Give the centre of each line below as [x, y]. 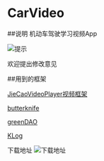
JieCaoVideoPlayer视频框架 [47, 94]
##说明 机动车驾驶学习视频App [52, 33]
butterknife [23, 108]
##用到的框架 [27, 79]
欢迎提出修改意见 [32, 63]
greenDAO [22, 121]
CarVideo [36, 13]
